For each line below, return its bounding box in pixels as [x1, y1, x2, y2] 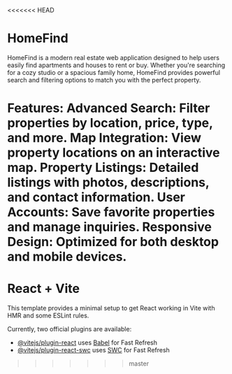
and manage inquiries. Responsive [7, 220, 212, 235]
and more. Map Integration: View [7, 130, 201, 146]
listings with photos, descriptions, [7, 175, 210, 191]
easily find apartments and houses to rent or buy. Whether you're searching [7, 61, 226, 69]
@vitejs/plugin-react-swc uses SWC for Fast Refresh [17, 346, 170, 354]
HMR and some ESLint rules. [7, 311, 89, 320]
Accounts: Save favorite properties [7, 204, 215, 220]
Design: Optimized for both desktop [7, 234, 219, 250]
